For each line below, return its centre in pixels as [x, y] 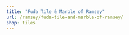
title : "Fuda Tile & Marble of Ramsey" [56, 12]
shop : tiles [21, 23]
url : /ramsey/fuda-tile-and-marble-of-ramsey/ [65, 17]
